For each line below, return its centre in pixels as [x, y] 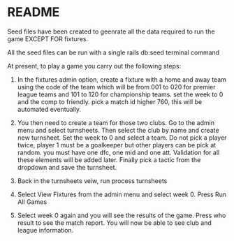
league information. [45, 230]
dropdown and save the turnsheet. [67, 167]
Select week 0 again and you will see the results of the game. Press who [122, 215]
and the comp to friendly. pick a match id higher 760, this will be [110, 101]
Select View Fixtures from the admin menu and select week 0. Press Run [122, 194]
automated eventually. [49, 109]
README [34, 12]
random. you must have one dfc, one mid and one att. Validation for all [118, 152]
